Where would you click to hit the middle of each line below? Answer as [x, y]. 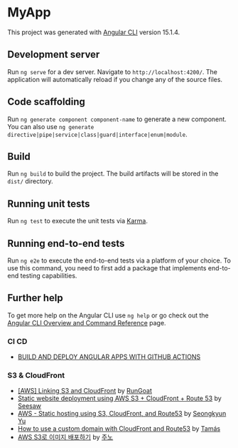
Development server [54, 55]
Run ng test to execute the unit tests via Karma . [77, 221]
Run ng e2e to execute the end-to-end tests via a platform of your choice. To [119, 260]
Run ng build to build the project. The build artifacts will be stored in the [113, 174]
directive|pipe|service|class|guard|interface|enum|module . [97, 134]
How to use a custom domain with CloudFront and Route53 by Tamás [119, 429]
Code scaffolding [46, 102]
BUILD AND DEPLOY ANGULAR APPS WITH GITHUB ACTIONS [109, 357]
